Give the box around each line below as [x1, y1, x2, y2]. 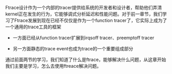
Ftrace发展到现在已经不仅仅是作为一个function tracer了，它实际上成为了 [14, 17, 167, 23]
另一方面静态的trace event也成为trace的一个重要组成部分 [12, 46, 133, 51]
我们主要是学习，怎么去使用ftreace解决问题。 [5, 63, 102, 69]
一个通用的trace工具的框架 [5, 24, 62, 30]
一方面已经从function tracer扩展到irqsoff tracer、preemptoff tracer [12, 35, 155, 41]
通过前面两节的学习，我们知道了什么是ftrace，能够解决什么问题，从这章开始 [5, 57, 166, 63]
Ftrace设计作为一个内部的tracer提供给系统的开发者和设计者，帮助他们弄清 [5, 5, 162, 10]
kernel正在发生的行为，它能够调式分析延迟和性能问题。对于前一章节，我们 [5, 11, 163, 17]
